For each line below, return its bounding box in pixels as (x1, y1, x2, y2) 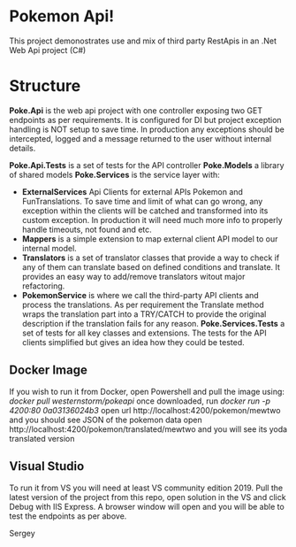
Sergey (9, 528, 35, 538)
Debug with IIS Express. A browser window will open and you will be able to (9, 501, 285, 512)
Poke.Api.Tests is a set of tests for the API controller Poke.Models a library (9, 159, 285, 170)
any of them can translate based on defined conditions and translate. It (21, 261, 281, 272)
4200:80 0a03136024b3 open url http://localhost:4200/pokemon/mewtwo (9, 404, 281, 415)
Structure (9, 76, 81, 96)
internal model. (21, 243, 77, 253)
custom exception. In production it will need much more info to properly (21, 214, 283, 225)
